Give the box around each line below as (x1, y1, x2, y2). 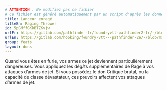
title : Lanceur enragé (5, 16, 52, 21)
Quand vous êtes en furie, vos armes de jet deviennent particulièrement (5, 58, 153, 64)
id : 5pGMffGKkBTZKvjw (5, 26, 50, 31)
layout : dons (5, 44, 32, 49)
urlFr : (5, 30, 19, 35)
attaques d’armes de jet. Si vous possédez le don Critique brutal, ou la (5, 68, 149, 75)
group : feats (5, 40, 32, 45)
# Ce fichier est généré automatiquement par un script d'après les (5, 12, 150, 17)
